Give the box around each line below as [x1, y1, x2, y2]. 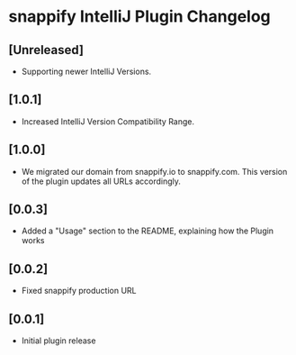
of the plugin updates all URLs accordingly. [21, 176, 182, 187]
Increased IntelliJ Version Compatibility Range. [21, 115, 195, 127]
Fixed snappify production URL [21, 286, 137, 296]
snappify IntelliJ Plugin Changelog [8, 6, 271, 27]
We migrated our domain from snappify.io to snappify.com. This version [21, 166, 288, 177]
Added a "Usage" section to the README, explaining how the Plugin [21, 225, 274, 236]
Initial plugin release [21, 335, 96, 346]
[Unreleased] [8, 42, 85, 58]
